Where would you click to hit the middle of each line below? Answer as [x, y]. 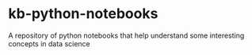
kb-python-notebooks [83, 14]
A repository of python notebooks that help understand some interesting [126, 35]
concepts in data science [50, 43]
